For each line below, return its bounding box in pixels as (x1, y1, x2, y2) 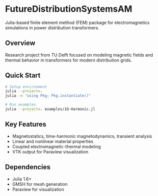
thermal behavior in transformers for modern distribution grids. (5, 57, 132, 63)
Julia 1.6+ (12, 176, 32, 182)
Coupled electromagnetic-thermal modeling (12, 143, 101, 150)
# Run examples (5, 102, 36, 107)
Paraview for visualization (12, 186, 65, 192)
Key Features (5, 120, 47, 129)
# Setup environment (5, 84, 48, 89)
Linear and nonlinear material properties (12, 138, 94, 144)
